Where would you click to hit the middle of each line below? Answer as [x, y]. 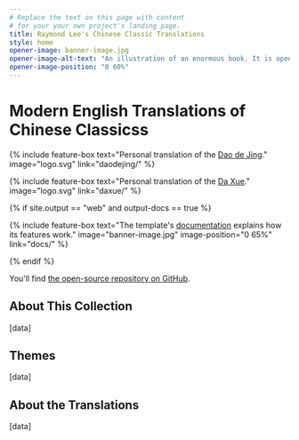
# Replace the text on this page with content [97, 17]
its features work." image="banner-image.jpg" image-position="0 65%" [141, 234]
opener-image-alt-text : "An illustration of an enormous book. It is [141, 59]
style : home [31, 42]
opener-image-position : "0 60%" [69, 68]
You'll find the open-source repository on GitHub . [100, 278]
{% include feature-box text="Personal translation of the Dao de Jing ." [138, 154]
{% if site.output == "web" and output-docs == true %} [110, 208]
